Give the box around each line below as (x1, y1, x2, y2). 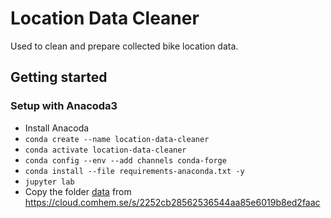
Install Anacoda (24, 122, 90, 134)
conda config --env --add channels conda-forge (24, 155, 227, 166)
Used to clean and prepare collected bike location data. (10, 40, 239, 52)
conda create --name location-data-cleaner (24, 134, 210, 144)
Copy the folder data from (24, 185, 132, 197)
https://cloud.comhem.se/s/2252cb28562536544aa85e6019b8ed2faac (24, 196, 321, 208)
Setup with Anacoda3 (10, 99, 118, 113)
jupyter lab (24, 177, 75, 187)
